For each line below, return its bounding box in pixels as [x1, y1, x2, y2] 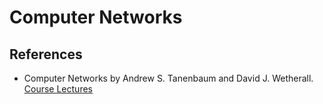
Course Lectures [23, 83, 93, 95]
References [9, 46, 83, 63]
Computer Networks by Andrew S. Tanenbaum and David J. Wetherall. [23, 72, 314, 84]
